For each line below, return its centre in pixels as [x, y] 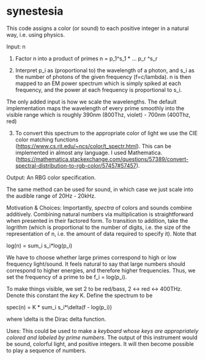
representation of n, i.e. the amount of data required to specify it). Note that [102, 233]
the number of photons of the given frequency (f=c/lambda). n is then [103, 77]
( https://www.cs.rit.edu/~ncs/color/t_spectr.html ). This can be [93, 146]
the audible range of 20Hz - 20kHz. [51, 196]
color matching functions [47, 140]
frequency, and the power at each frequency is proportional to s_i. [99, 89]
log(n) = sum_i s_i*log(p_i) [39, 246]
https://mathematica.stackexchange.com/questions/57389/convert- [103, 159]
